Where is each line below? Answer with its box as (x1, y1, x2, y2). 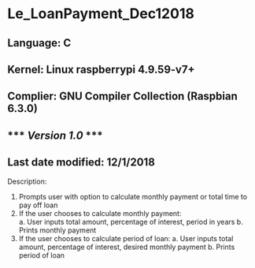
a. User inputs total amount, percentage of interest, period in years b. (18, 217, 243, 226)
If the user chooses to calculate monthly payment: (18, 208, 182, 218)
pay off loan (18, 200, 58, 210)
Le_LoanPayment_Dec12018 (7, 5, 194, 23)
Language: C (7, 36, 72, 50)
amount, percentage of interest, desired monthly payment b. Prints (18, 242, 235, 251)
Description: (7, 177, 47, 186)
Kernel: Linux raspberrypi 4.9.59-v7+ (7, 62, 195, 76)
